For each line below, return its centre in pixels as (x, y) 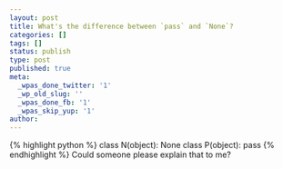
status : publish (40, 52)
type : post (30, 60)
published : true (40, 69)
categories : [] (38, 35)
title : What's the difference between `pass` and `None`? (121, 26)
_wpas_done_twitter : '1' (65, 85)
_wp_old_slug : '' (51, 94)
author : (24, 119)
